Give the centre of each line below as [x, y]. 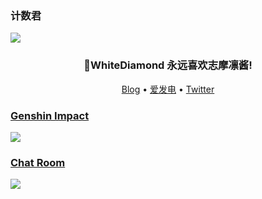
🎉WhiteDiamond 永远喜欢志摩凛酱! [168, 65]
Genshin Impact [50, 115]
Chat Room [38, 162]
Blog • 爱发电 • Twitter [168, 89]
